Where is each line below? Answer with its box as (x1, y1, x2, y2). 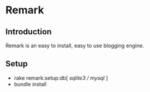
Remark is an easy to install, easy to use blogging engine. (5, 42, 144, 49)
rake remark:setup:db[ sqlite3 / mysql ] (13, 74, 108, 82)
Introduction (5, 27, 52, 37)
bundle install (13, 80, 47, 87)
